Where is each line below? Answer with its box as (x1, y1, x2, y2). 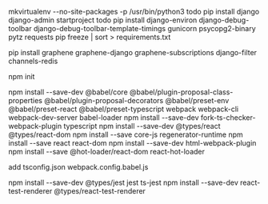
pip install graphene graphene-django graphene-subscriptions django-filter (8, 48, 258, 57)
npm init (8, 72, 35, 81)
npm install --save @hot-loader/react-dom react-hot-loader (8, 147, 206, 156)
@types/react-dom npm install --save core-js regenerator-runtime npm (8, 130, 243, 139)
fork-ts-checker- (200, 113, 256, 122)
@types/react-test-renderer (54, 186, 146, 195)
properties (8, 96, 42, 105)
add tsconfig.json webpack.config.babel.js (8, 162, 149, 171)
